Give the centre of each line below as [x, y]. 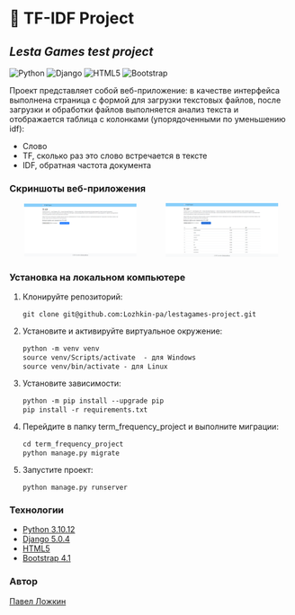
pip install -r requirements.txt [85, 410]
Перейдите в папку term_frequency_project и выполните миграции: [150, 426]
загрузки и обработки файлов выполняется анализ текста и [124, 110]
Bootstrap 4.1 [46, 558]
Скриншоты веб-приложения [78, 188]
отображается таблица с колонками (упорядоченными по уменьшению [147, 119]
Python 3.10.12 [49, 530]
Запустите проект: [58, 469]
